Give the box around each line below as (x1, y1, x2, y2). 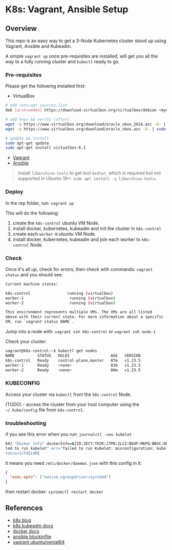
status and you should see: (5, 271, 63, 278)
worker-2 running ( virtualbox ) (5, 300, 116, 306)
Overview (5, 24, 37, 33)
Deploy (5, 188, 24, 196)
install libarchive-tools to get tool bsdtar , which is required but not (17, 170, 161, 176)
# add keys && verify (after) (5, 117, 70, 122)
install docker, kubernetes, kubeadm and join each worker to (12, 236, 141, 242)
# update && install (5, 136, 50, 141)
